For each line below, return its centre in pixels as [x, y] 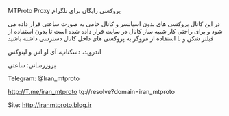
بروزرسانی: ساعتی [32, 65]
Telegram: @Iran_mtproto [44, 78]
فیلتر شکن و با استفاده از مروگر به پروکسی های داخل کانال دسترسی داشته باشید [111, 38]
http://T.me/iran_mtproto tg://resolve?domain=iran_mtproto [92, 92]
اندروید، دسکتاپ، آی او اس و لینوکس [55, 52]
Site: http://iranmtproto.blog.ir [50, 105]
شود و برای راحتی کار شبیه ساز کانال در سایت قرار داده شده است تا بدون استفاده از [115, 31]
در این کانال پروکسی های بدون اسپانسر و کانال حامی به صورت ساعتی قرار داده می [114, 24]
